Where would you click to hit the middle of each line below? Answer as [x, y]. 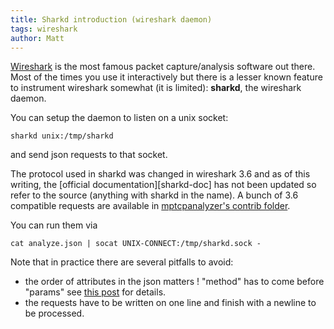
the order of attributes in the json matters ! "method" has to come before [174, 282]
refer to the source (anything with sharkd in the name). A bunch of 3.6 [154, 195]
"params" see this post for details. [95, 292]
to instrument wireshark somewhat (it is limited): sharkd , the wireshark [156, 88]
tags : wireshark [44, 29]
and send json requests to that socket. [89, 155]
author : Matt [37, 38]
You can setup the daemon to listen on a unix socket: [119, 118]
